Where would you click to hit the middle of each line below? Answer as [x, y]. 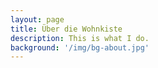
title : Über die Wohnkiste [66, 29]
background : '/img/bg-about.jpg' [80, 47]
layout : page [37, 19]
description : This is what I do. [80, 38]
